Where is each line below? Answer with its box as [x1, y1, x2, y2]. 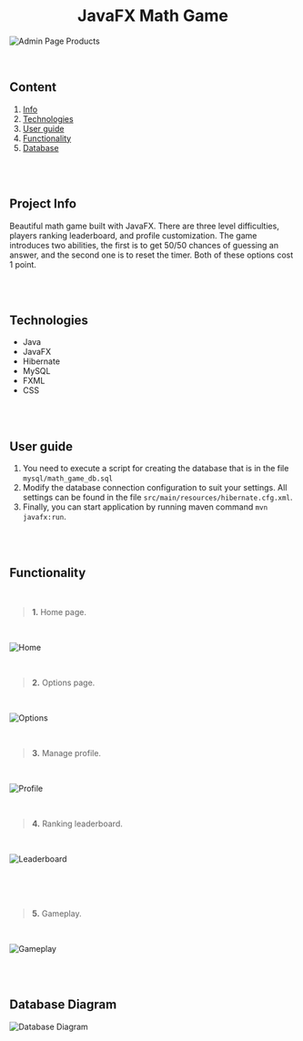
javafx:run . [22, 511, 66, 522]
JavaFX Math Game [76, 5, 229, 26]
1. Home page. [31, 607, 86, 617]
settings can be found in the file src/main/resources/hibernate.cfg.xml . [22, 492, 293, 503]
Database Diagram [9, 997, 117, 1013]
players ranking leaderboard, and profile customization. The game [9, 229, 258, 241]
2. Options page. [31, 677, 96, 688]
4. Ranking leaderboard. [31, 818, 123, 829]
